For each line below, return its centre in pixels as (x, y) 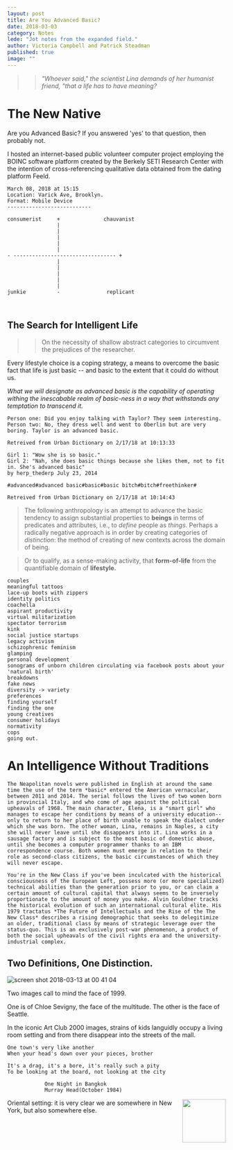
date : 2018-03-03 (32, 26)
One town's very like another (51, 1048)
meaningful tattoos (35, 587)
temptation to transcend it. (45, 406)
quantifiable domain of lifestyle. (70, 568)
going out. (23, 738)
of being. (37, 547)
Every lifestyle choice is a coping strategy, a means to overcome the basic (113, 363)
